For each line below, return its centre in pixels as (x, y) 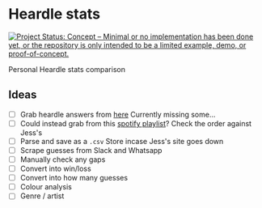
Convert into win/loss (55, 169)
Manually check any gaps (63, 159)
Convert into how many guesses (74, 178)
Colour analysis (46, 187)
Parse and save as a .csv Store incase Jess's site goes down (122, 141)
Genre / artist (42, 196)
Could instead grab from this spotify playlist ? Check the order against (136, 123)
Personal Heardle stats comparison (67, 69)
